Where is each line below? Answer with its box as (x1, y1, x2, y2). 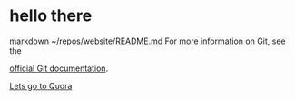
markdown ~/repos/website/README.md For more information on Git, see (9, 35, 286, 46)
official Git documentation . (9, 63, 109, 74)
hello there (9, 5, 93, 26)
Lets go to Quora (9, 80, 73, 91)
